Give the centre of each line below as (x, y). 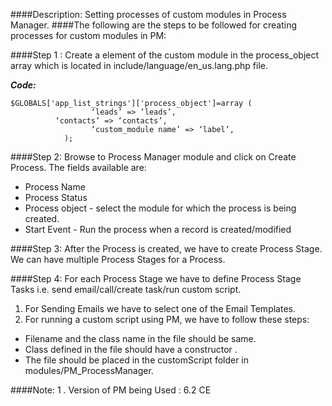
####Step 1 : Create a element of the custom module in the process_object (165, 55)
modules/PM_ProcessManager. (89, 370)
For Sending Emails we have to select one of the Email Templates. (160, 308)
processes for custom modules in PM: (88, 35)
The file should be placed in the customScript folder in (137, 360)
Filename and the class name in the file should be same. (140, 338)
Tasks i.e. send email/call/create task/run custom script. (126, 289)
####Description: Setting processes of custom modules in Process (148, 14)
